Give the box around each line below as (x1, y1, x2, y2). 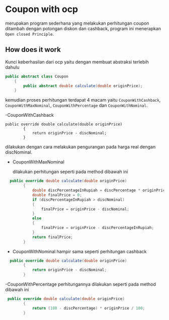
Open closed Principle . (5, 31, 54, 37)
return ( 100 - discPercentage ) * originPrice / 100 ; (32, 305, 145, 310)
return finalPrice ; (32, 234, 73, 239)
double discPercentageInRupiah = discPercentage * (32, 188, 141, 193)
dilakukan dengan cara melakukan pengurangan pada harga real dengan (5, 144, 156, 150)
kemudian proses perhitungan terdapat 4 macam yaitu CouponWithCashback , (5, 97, 161, 103)
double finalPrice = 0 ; (32, 192, 82, 197)
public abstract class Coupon (5, 74, 69, 79)
